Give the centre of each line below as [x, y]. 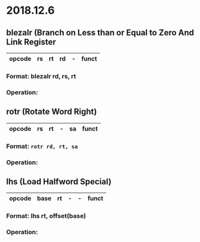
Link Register [31, 42]
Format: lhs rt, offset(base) [46, 216]
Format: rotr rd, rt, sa [42, 146]
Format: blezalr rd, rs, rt [41, 76]
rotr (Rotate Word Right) [52, 112]
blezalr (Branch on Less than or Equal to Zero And [100, 33]
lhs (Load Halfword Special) [59, 181]
